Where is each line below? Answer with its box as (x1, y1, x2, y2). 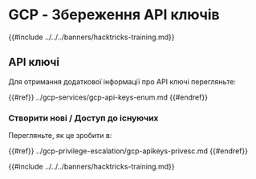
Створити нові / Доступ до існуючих (8, 112, 159, 124)
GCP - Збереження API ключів (8, 6, 220, 24)
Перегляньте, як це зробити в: (8, 131, 112, 140)
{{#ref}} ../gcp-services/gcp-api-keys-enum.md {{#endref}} (8, 92, 209, 102)
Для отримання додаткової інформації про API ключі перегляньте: (8, 76, 237, 86)
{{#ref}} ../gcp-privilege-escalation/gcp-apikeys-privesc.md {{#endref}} (8, 146, 249, 156)
